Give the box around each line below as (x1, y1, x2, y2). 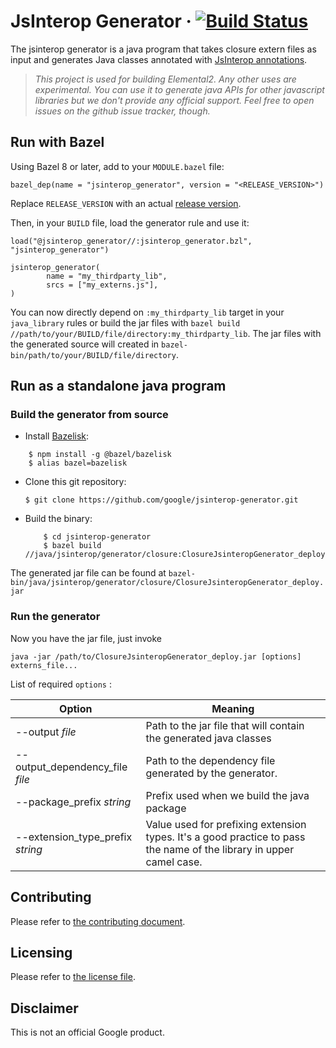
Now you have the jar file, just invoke (10, 632, 162, 644)
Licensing (10, 944, 73, 961)
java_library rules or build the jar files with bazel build (10, 316, 241, 329)
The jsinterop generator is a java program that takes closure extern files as (10, 43, 317, 55)
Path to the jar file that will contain (145, 718, 305, 732)
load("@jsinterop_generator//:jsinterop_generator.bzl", (10, 236, 253, 246)
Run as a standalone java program (10, 378, 227, 395)
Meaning (211, 701, 255, 715)
